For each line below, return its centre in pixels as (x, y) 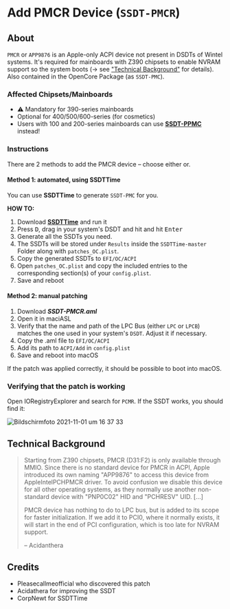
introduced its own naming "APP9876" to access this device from (116, 475)
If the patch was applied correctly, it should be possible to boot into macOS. (114, 368)
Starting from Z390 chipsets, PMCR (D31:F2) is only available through (122, 460)
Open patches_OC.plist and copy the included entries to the (102, 266)
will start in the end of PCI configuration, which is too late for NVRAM (122, 525)
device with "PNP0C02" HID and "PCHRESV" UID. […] (127, 497)
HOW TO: (21, 209)
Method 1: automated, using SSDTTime (64, 180)
